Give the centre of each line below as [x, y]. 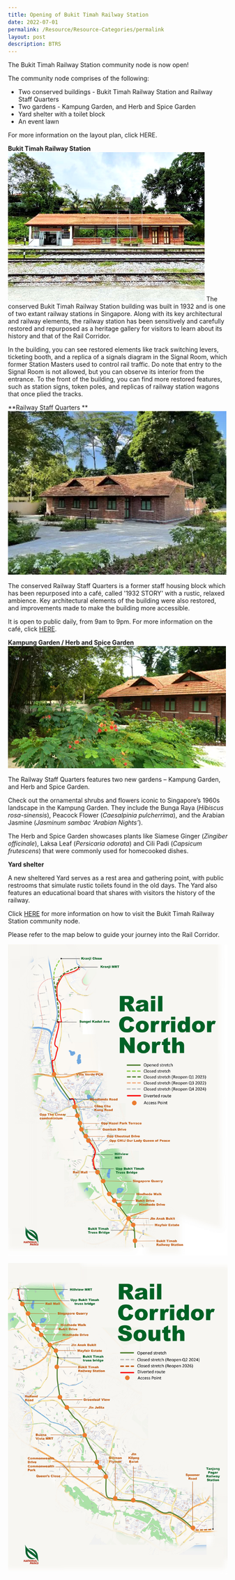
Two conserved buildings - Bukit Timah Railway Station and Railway [115, 92]
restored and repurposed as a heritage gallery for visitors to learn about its [115, 329]
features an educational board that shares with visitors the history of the [112, 893]
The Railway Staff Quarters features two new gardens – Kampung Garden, [114, 780]
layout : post [27, 37]
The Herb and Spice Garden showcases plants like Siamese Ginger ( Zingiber [118, 836]
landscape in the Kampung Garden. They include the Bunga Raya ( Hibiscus [116, 808]
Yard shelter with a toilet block [61, 114]
